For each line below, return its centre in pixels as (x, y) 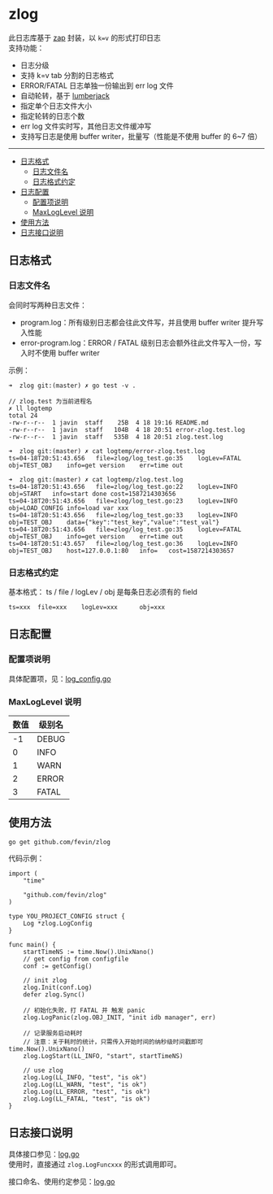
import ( (23, 874)
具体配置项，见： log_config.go (60, 678)
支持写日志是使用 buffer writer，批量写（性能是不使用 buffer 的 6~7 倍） (141, 136)
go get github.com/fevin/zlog (60, 842)
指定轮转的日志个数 (52, 115)
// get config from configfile (76, 959)
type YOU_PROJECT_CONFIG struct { (67, 916)
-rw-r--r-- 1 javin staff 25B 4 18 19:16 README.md (108, 423)
